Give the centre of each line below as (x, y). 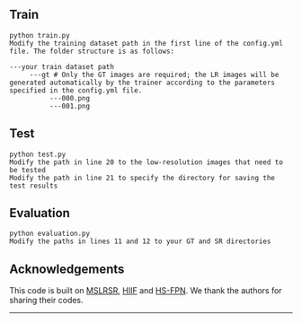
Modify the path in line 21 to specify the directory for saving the (142, 178)
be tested (28, 170)
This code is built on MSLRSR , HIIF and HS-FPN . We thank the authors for (146, 291)
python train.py (40, 35)
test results (34, 186)
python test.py (38, 154)
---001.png (70, 106)
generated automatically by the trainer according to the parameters (142, 83)
